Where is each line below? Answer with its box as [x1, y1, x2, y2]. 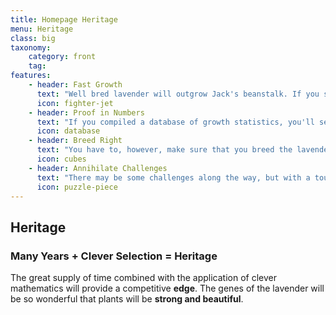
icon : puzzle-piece [36, 182, 118, 192]
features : [10, 71, 52, 81]
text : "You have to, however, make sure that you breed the [36, 145, 293, 155]
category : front [28, 52, 97, 62]
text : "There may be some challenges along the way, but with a [36, 172, 311, 183]
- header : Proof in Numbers [28, 107, 145, 118]
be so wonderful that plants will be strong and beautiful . [10, 293, 244, 305]
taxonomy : [10, 42, 52, 53]
